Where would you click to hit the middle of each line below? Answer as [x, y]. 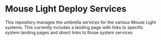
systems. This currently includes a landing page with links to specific [74, 27]
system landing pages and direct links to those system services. [70, 32]
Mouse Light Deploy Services [66, 9]
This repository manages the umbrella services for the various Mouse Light [80, 22]
